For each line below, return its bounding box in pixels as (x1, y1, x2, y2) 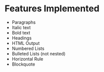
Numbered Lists (11, 45, 45, 51)
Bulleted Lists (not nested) (11, 50, 66, 57)
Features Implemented (4, 3, 100, 14)
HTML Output (11, 40, 40, 46)
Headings (11, 35, 32, 41)
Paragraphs (11, 19, 36, 25)
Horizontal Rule (11, 56, 44, 62)
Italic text (11, 24, 31, 30)
